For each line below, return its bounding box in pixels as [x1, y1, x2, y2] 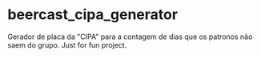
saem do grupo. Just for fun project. [7, 40, 127, 49]
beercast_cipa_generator [7, 6, 178, 24]
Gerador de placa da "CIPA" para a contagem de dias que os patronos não [7, 32, 253, 41]
